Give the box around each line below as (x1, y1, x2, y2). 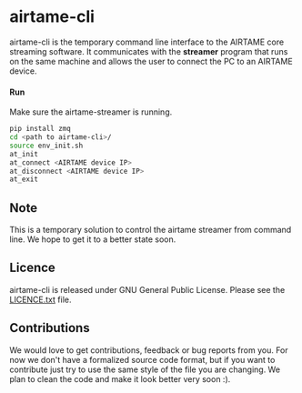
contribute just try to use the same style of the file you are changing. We (9, 364, 280, 375)
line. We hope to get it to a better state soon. (9, 234, 176, 245)
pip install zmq (9, 125, 71, 134)
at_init (9, 149, 39, 158)
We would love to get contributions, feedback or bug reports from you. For (9, 344, 288, 356)
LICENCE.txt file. (9, 294, 72, 305)
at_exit (9, 175, 39, 184)
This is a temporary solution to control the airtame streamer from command (9, 225, 292, 236)
